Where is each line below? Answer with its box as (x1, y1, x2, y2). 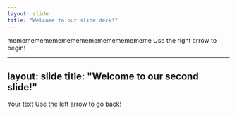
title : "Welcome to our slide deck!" (7, 17, 119, 24)
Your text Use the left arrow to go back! (7, 100, 122, 109)
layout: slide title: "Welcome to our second (7, 70, 199, 82)
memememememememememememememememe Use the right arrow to (7, 36, 217, 44)
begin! (7, 43, 26, 52)
